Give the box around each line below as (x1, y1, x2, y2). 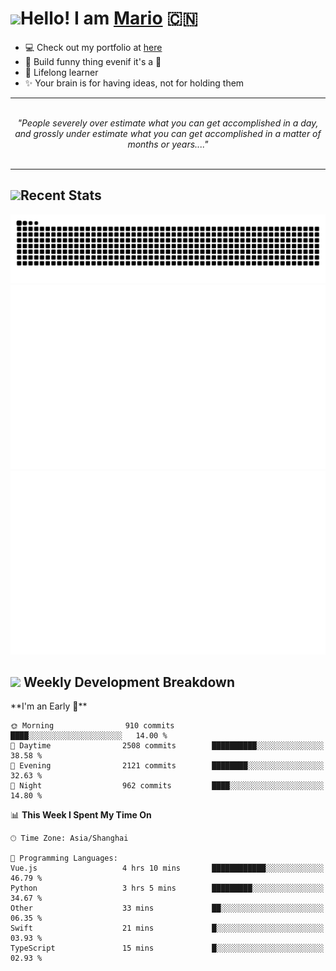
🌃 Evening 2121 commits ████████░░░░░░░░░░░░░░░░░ (10, 761, 325, 771)
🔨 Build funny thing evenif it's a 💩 (24, 55, 162, 67)
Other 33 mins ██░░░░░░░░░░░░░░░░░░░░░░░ (10, 903, 325, 914)
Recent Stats (20, 187, 102, 204)
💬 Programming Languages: (10, 853, 118, 864)
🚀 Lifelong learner (24, 66, 99, 78)
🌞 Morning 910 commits (10, 721, 175, 731)
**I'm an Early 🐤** (10, 700, 88, 712)
